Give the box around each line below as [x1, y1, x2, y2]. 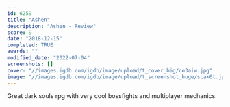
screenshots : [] [7, 61, 53, 67]
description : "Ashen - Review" [7, 22, 97, 29]
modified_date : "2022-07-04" [7, 55, 90, 61]
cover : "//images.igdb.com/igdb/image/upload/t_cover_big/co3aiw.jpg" [7, 67, 213, 74]
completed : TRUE [7, 42, 53, 48]
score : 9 [7, 29, 32, 36]
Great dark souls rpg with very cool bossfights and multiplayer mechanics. [7, 92, 217, 100]
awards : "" [7, 48, 38, 55]
